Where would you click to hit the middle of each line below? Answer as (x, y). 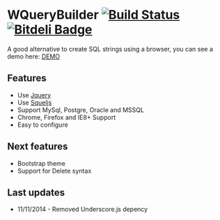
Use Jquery (34, 95)
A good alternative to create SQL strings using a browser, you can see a (110, 49)
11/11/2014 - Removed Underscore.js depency (82, 210)
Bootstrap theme (41, 163)
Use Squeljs (34, 102)
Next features (38, 147)
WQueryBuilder (53, 15)
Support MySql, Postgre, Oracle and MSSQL (81, 110)
